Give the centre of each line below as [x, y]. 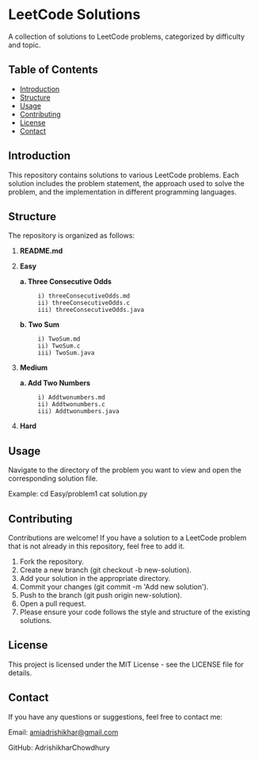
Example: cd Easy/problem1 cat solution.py [78, 494]
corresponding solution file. [53, 479]
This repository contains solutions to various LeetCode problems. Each [124, 175]
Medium [34, 368]
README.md [41, 251]
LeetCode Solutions [74, 15]
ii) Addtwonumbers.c [71, 405]
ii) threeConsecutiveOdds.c [84, 303]
